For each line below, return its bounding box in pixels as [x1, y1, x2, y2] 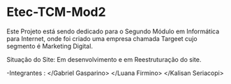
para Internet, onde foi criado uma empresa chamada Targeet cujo [6, 34, 198, 42]
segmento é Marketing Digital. [6, 42, 94, 50]
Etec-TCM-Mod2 [6, 4, 106, 20]
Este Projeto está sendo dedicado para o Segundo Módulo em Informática [6, 27, 220, 35]
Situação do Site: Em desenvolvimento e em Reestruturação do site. [6, 55, 202, 63]
